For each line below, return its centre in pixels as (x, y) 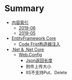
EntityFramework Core (34, 38)
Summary (24, 8)
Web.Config (30, 54)
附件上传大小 (38, 66)
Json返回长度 (39, 60)
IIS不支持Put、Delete (47, 72)
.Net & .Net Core (28, 49)
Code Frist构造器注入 (39, 44)
